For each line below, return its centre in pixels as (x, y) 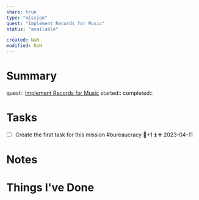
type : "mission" (27, 18)
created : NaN (23, 40)
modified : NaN (24, 46)
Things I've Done (50, 188)
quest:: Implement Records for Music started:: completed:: (80, 93)
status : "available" (33, 29)
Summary (31, 76)
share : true (21, 12)
